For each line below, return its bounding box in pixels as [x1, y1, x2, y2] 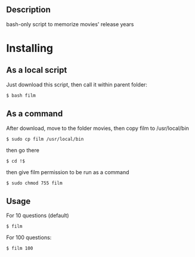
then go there [6, 146, 40, 154]
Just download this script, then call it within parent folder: [6, 80, 148, 88]
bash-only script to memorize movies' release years [6, 20, 134, 27]
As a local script [6, 65, 67, 75]
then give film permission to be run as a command [6, 168, 129, 175]
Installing [6, 42, 54, 55]
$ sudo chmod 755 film [6, 180, 63, 186]
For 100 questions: [6, 234, 52, 241]
